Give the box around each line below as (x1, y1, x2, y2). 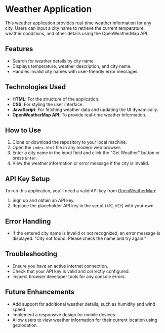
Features (5, 45, 33, 53)
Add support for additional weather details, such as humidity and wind (12, 301, 156, 307)
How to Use (5, 126, 41, 134)
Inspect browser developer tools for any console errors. (12, 274, 126, 279)
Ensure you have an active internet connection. (12, 263, 109, 269)
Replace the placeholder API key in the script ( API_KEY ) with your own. (12, 203, 155, 209)
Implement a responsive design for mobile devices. (12, 311, 117, 318)
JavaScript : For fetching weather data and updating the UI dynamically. (12, 107, 158, 112)
